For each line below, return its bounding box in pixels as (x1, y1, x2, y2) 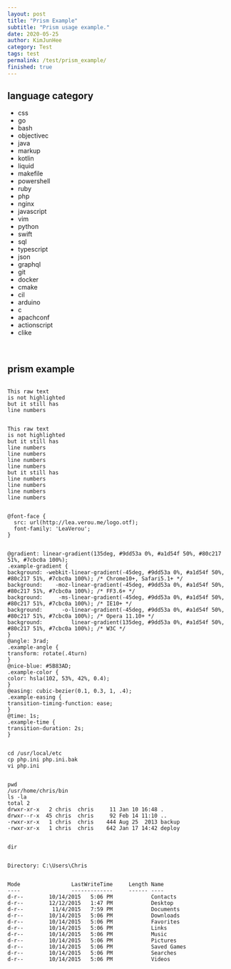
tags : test (7, 51, 40, 58)
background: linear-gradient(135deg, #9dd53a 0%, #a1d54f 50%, (7, 619, 225, 626)
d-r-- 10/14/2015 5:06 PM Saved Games (7, 943, 187, 950)
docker (17, 275, 39, 284)
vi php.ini (7, 762, 40, 770)
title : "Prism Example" (7, 17, 78, 24)
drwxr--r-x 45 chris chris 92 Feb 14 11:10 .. (7, 812, 168, 820)
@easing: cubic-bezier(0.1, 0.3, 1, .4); (7, 687, 133, 695)
